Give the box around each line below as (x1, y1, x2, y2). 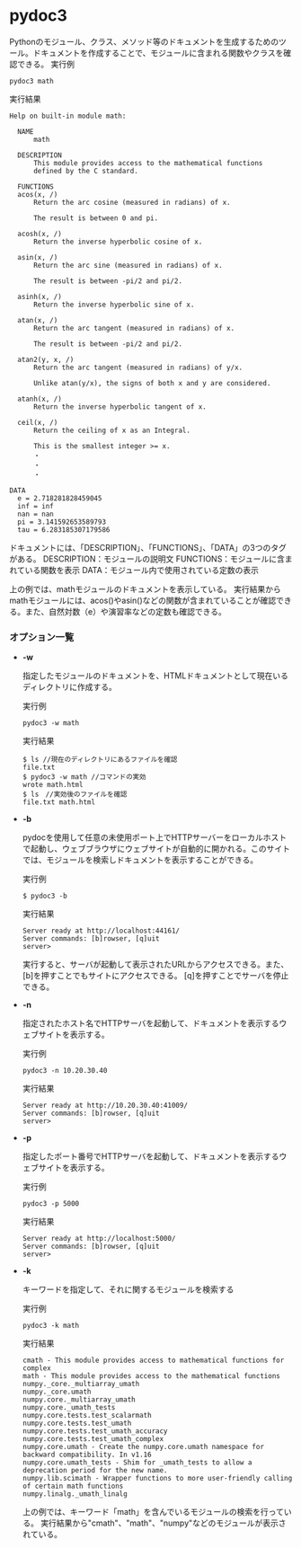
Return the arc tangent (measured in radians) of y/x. (32, 363, 243, 372)
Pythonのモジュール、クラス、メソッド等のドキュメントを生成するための (9, 36, 279, 47)
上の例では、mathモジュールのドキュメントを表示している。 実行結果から (9, 583, 281, 594)
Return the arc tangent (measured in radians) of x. (32, 323, 235, 332)
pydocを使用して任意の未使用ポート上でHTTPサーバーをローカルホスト (22, 832, 288, 843)
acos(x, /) (17, 190, 58, 199)
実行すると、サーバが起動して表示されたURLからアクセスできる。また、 (22, 959, 289, 970)
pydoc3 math (9, 76, 54, 85)
